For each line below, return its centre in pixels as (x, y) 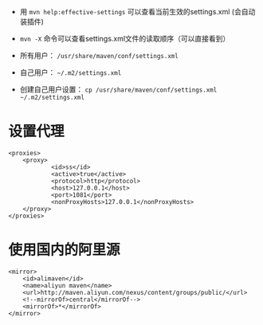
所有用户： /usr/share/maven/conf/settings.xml (99, 55)
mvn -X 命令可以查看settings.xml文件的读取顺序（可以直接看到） (125, 39)
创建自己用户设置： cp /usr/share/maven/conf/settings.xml (118, 89)
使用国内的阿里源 (65, 250)
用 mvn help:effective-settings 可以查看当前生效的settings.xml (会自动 (137, 12)
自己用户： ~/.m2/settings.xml (71, 72)
